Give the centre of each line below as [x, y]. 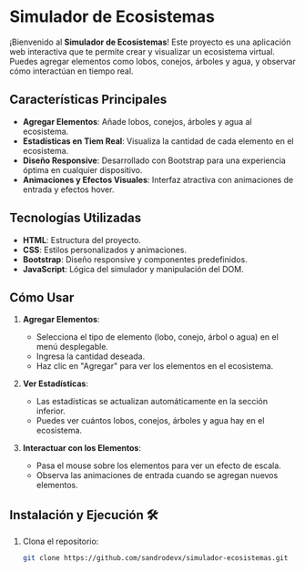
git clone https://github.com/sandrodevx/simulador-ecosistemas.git [155, 558]
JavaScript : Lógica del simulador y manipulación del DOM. [133, 269]
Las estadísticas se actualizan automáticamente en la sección [152, 402]
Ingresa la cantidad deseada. [91, 356]
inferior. [51, 411]
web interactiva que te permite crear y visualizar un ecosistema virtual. [142, 51]
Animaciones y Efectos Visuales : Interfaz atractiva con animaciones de [158, 179]
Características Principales [88, 100]
